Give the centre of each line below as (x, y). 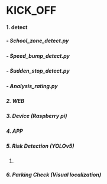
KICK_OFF (31, 10)
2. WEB (15, 101)
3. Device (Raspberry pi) (37, 116)
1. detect (17, 27)
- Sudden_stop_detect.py (38, 71)
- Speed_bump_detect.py (38, 56)
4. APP (15, 131)
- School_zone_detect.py (38, 41)
